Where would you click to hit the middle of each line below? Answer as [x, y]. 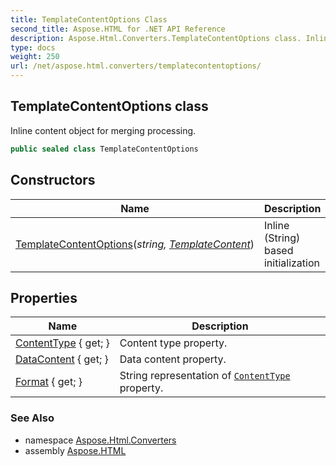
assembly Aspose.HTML [75, 450]
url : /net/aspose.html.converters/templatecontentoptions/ [136, 66]
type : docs [33, 47]
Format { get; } [49, 382]
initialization [291, 263]
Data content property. [173, 359]
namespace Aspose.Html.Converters [100, 440]
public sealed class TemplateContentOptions [104, 149]
